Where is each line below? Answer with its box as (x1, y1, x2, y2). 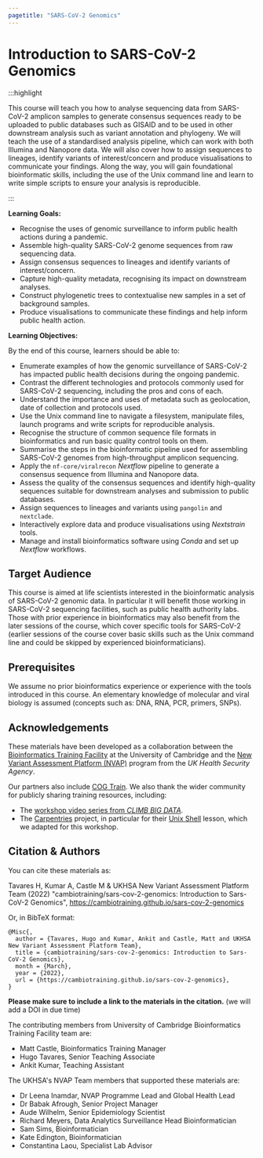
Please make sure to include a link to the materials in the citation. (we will (8, 996, 251, 1006)
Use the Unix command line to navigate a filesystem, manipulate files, (19, 411, 245, 421)
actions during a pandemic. (19, 232, 108, 242)
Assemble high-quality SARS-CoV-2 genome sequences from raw (19, 240, 233, 249)
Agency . (8, 767, 35, 776)
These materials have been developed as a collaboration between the (8, 742, 234, 751)
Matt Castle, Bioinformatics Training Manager (19, 1043, 166, 1053)
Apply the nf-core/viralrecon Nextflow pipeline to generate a (19, 461, 220, 471)
